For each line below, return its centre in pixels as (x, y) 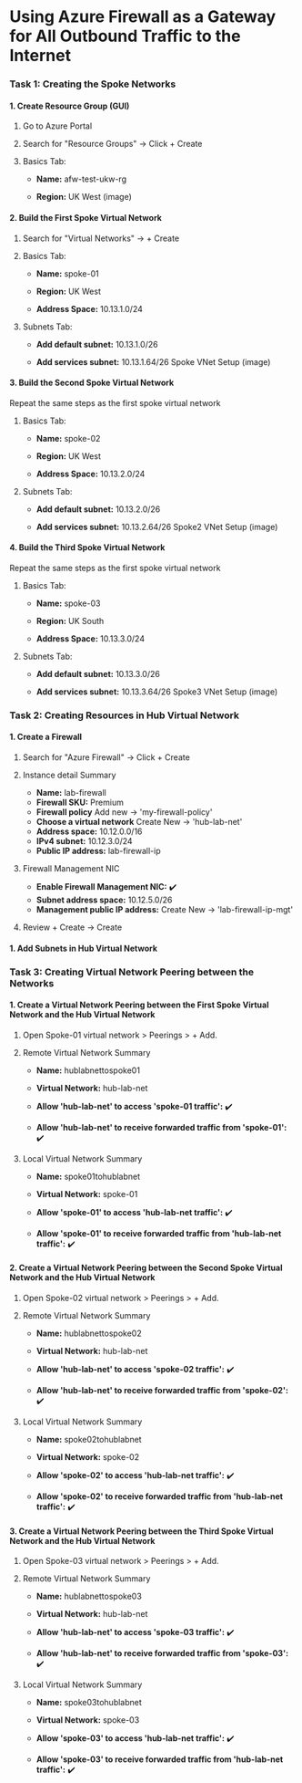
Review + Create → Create (72, 927)
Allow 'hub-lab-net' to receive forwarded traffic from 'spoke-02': (162, 1390)
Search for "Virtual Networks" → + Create (101, 238)
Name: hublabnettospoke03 (89, 1596)
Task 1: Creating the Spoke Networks (93, 84)
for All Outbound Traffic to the (125, 36)
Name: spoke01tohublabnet (88, 1176)
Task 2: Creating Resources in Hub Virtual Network (124, 715)
